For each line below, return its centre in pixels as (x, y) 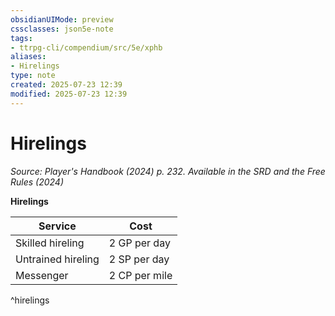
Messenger (42, 275)
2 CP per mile (140, 275)
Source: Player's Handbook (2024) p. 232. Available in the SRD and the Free (168, 171)
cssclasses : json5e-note (62, 29)
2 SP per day (139, 259)
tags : (21, 38)
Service (57, 226)
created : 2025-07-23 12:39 (66, 85)
